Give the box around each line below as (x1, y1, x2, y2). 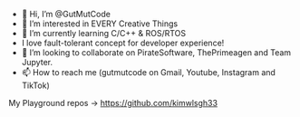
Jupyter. (21, 57, 53, 67)
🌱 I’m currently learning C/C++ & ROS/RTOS (21, 28, 187, 38)
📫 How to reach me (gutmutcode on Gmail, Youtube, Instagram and (21, 67, 276, 77)
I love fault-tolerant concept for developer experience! (21, 37, 225, 48)
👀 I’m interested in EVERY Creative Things (21, 18, 179, 29)
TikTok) (21, 80, 51, 91)
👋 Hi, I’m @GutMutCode (21, 9, 111, 19)
